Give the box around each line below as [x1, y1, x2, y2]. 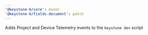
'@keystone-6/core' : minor [5, 7, 60, 12]
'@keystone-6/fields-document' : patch [5, 12, 84, 16]
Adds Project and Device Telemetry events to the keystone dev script [5, 24, 144, 30]
